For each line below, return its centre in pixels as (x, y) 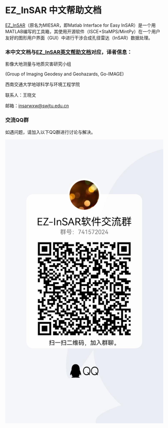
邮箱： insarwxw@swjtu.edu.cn (37, 106)
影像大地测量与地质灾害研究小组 (38, 64)
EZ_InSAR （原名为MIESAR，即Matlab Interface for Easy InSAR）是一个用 (80, 25)
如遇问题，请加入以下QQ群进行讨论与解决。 (50, 132)
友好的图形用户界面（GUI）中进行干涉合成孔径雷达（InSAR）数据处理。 (79, 38)
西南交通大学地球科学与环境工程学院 (43, 84)
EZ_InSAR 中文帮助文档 (53, 10)
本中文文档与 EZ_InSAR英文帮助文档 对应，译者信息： (69, 52)
